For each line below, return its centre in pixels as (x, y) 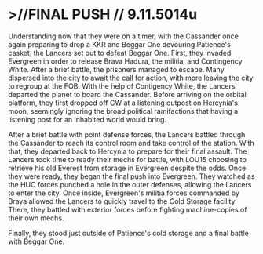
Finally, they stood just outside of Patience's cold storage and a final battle (128, 233)
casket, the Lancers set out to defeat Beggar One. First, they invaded (120, 53)
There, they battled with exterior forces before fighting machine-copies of (128, 209)
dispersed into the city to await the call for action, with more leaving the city (131, 78)
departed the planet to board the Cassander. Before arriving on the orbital (128, 94)
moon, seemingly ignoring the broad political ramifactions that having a (123, 111)
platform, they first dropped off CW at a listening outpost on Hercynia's (123, 103)
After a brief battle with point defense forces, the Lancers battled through (127, 134)
